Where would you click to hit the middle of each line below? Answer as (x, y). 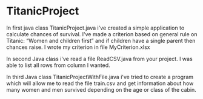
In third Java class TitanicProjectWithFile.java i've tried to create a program (100, 77)
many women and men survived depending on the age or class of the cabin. (101, 89)
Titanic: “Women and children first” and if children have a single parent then (101, 40)
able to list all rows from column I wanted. (58, 65)
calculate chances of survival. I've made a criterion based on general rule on (102, 34)
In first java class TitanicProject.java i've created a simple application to (95, 28)
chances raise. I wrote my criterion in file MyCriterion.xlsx (78, 47)
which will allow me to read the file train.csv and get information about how (100, 83)
